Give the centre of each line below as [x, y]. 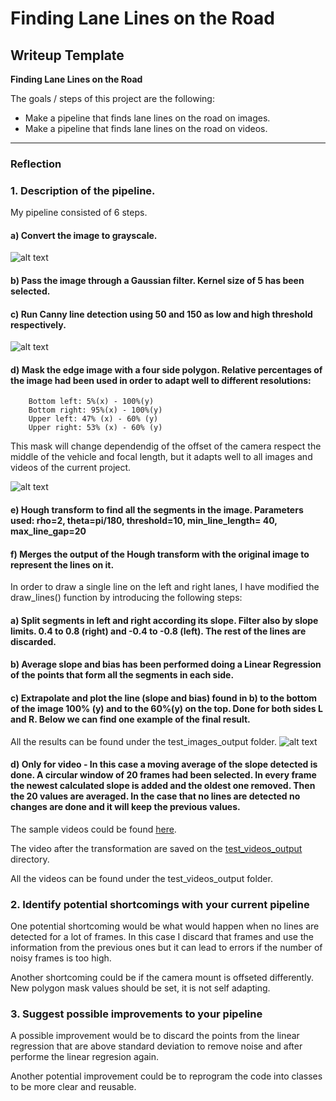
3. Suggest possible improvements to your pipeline [136, 1014]
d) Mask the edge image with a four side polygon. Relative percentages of [166, 369]
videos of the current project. [71, 468]
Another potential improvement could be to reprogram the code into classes [166, 1076]
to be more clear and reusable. [73, 1087]
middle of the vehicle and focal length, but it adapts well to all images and [161, 457]
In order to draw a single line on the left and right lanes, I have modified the [165, 587]
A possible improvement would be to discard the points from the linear [155, 1036]
